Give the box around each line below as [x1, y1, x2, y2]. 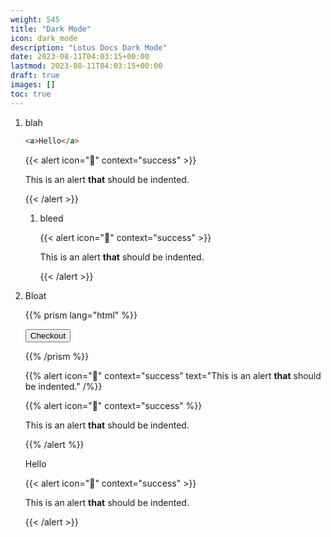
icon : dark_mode [10, 33, 78, 43]
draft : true [10, 71, 60, 81]
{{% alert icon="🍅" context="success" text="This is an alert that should [24, 369, 322, 381]
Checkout [29, 330, 67, 341]
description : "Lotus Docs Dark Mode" [10, 42, 168, 53]
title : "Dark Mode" [10, 24, 92, 34]
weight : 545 [10, 14, 60, 25]
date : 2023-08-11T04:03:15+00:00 [10, 52, 150, 62]
